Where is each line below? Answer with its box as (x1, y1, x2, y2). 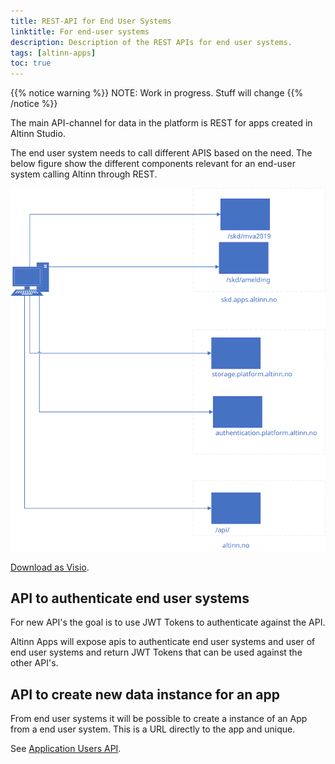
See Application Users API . (10, 743, 122, 755)
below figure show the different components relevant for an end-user (10, 158, 296, 170)
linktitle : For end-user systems (10, 26, 150, 37)
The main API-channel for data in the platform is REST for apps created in (10, 117, 313, 129)
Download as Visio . (10, 561, 90, 573)
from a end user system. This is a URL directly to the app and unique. (10, 723, 296, 735)
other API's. (10, 657, 59, 669)
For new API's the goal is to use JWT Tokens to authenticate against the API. (10, 616, 326, 629)
